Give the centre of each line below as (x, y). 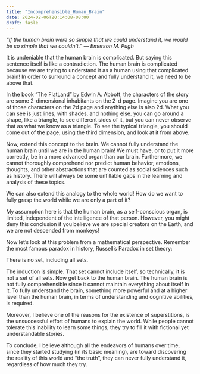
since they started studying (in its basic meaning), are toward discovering (96, 352)
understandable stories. (35, 334)
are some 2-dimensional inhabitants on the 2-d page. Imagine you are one (97, 101)
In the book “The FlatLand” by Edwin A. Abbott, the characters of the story (97, 95)
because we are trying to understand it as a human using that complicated (97, 70)
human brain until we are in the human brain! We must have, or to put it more (100, 150)
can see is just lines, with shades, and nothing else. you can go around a (95, 113)
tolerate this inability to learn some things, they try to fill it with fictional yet (97, 327)
